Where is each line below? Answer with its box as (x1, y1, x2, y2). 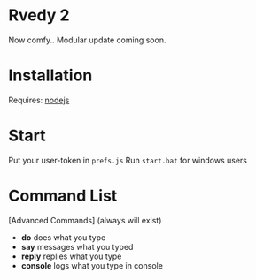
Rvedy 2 (8, 5, 70, 26)
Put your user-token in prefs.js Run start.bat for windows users (8, 155, 247, 165)
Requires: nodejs (8, 95, 70, 105)
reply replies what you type (20, 251, 122, 261)
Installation (8, 65, 93, 86)
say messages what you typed (20, 241, 134, 252)
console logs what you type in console (20, 260, 163, 270)
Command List (8, 186, 118, 206)
